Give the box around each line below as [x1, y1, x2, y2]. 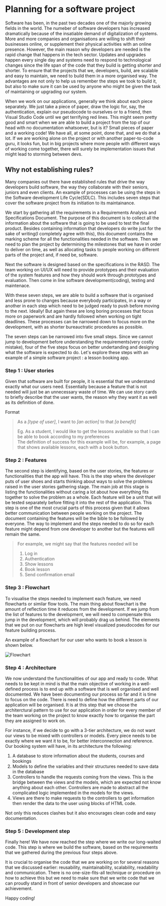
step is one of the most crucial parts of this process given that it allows [5, 505, 150, 511]
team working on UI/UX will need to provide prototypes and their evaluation [5, 267, 160, 272]
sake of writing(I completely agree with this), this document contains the [5, 230, 153, 237]
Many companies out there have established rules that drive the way [5, 179, 145, 184]
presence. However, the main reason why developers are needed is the [5, 46, 151, 52]
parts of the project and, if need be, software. [5, 252, 98, 258]
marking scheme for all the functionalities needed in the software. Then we [5, 236, 159, 242]
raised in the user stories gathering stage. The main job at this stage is [5, 484, 149, 490]
